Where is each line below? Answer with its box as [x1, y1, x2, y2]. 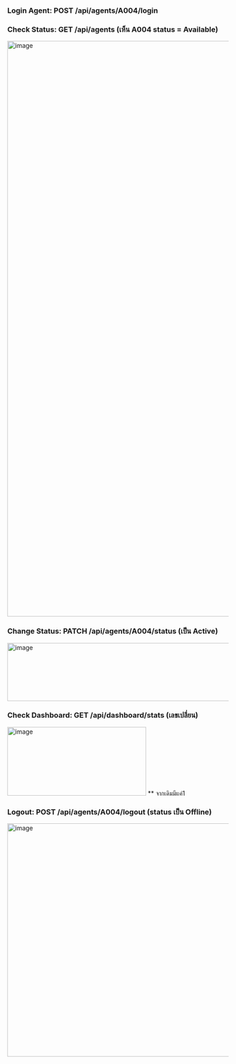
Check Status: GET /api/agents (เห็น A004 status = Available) [7, 24, 218, 34]
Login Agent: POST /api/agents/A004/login [7, 6, 158, 15]
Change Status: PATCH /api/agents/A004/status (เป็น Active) [7, 626, 218, 636]
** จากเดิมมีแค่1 [147, 789, 185, 797]
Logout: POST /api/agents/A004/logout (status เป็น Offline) [7, 807, 212, 817]
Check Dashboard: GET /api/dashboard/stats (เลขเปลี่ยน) [7, 711, 199, 720]
